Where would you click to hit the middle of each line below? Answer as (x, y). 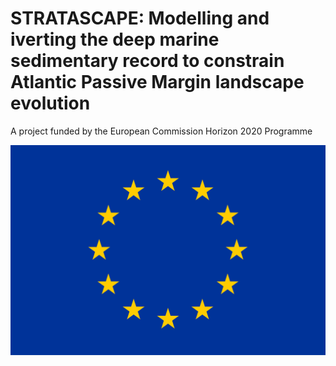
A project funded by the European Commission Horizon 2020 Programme (161, 131)
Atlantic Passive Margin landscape (157, 82)
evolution (50, 103)
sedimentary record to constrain (147, 61)
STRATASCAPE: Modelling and (140, 18)
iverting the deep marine (115, 39)
